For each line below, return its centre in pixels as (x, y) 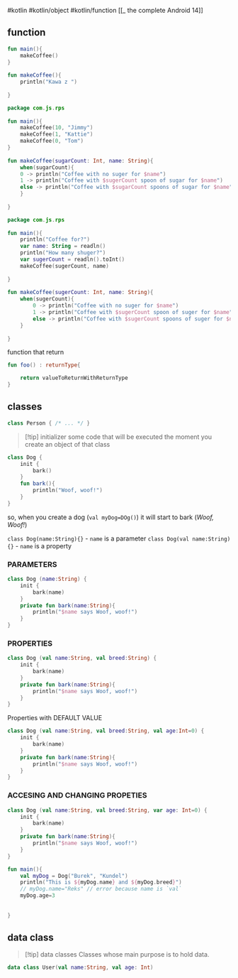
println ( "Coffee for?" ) (55, 240)
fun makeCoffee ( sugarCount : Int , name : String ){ (80, 161)
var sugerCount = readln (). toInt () (73, 260)
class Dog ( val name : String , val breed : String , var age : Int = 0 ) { (107, 810)
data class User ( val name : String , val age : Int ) (80, 968)
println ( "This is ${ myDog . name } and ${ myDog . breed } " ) (101, 882)
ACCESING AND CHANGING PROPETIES (77, 795)
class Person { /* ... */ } (49, 423)
